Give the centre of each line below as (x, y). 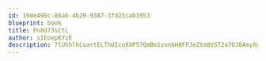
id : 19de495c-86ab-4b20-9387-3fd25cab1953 (79, 15)
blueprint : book (35, 23)
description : (30, 45)
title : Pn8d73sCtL (38, 30)
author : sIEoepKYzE (40, 38)
